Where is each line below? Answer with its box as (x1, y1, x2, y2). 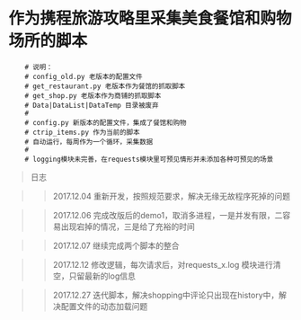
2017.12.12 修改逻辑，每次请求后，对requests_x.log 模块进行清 (52, 259, 281, 270)
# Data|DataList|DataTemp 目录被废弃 (24, 101, 159, 110)
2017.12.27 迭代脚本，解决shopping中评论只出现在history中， (52, 289, 279, 300)
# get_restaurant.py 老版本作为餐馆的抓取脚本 (24, 82, 186, 91)
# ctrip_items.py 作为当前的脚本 (24, 128, 140, 137)
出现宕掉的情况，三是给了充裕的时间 (60, 221, 195, 232)
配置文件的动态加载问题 (60, 300, 148, 311)
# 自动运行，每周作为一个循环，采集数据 (24, 137, 154, 147)
